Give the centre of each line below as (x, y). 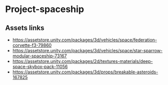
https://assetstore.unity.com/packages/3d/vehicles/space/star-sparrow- (88, 51)
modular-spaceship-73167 (40, 56)
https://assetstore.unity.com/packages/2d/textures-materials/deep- (82, 61)
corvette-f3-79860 (32, 45)
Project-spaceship (45, 9)
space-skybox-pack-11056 (40, 67)
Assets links (25, 28)
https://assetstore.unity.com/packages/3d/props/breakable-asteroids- (85, 72)
